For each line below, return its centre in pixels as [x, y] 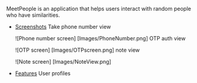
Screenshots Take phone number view [63, 27]
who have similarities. [33, 15]
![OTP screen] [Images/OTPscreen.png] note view [77, 50]
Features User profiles [43, 73]
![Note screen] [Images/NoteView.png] [63, 62]
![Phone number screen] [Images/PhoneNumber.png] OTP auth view [100, 38]
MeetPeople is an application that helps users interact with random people [99, 9]
